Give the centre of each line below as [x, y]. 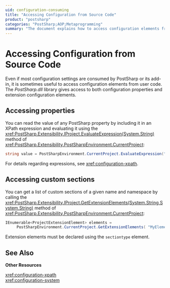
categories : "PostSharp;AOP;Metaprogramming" [54, 24]
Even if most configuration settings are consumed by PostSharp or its [78, 79]
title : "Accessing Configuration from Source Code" [61, 15]
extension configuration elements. [41, 95]
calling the [16, 197]
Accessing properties [40, 111]
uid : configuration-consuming [37, 10]
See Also [19, 253]
